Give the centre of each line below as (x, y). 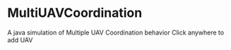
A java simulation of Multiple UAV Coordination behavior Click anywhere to (116, 32)
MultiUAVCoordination (75, 13)
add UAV (20, 39)
